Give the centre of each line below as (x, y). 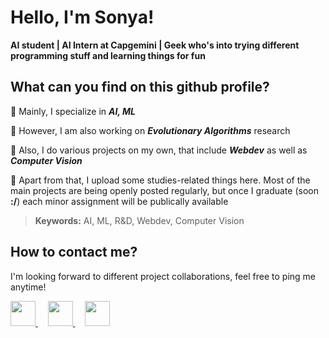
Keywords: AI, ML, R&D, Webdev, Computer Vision (139, 220)
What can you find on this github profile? (140, 87)
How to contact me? (74, 252)
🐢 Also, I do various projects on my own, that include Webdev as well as (159, 150)
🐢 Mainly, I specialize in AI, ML (73, 111)
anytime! (28, 287)
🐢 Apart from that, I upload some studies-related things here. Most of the (160, 180)
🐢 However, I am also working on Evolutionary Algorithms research (150, 130)
